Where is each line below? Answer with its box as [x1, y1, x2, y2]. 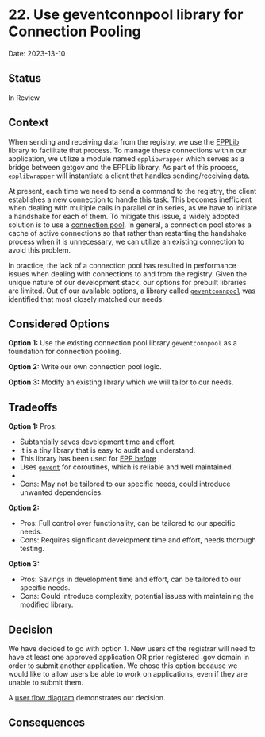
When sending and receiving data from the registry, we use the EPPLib [8, 137, 240, 146]
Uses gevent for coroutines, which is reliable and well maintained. [19, 462, 234, 472]
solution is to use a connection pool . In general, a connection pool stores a [8, 220, 252, 230]
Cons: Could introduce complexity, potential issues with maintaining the [19, 592, 254, 601]
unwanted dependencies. [19, 488, 103, 497]
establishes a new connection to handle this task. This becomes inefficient [8, 195, 252, 204]
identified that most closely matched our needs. [8, 294, 165, 303]
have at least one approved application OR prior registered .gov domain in [8, 653, 250, 662]
